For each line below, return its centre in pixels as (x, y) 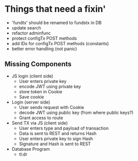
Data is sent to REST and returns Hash (58, 133)
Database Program (31, 149)
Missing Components (38, 64)
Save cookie (31, 97)
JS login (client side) (32, 76)
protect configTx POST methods (44, 38)
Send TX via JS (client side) (40, 123)
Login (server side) (31, 102)
